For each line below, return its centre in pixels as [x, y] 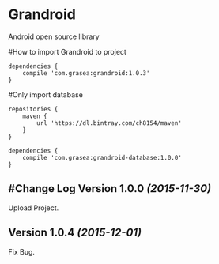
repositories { [33, 109]
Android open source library [54, 36]
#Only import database [45, 94]
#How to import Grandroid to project [67, 51]
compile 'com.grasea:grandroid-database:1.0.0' [102, 157]
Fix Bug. [22, 251]
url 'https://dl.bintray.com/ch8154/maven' [109, 123]
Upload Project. [34, 208]
